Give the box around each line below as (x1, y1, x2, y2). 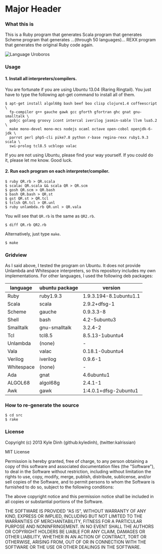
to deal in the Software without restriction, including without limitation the (5, 469, 151, 474)
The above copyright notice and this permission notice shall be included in (5, 493, 154, 499)
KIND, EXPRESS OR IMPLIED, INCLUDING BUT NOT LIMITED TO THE (5, 513, 143, 519)
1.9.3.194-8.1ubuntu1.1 (82, 293, 141, 300)
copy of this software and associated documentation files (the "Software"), (5, 463, 155, 469)
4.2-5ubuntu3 (82, 317, 116, 323)
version (102, 285, 121, 291)
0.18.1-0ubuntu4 (82, 348, 124, 355)
